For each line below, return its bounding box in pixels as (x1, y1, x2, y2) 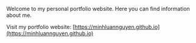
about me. (6, 12, 32, 19)
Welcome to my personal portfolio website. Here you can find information (6, 5, 191, 12)
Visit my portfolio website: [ (6, 24, 75, 30)
